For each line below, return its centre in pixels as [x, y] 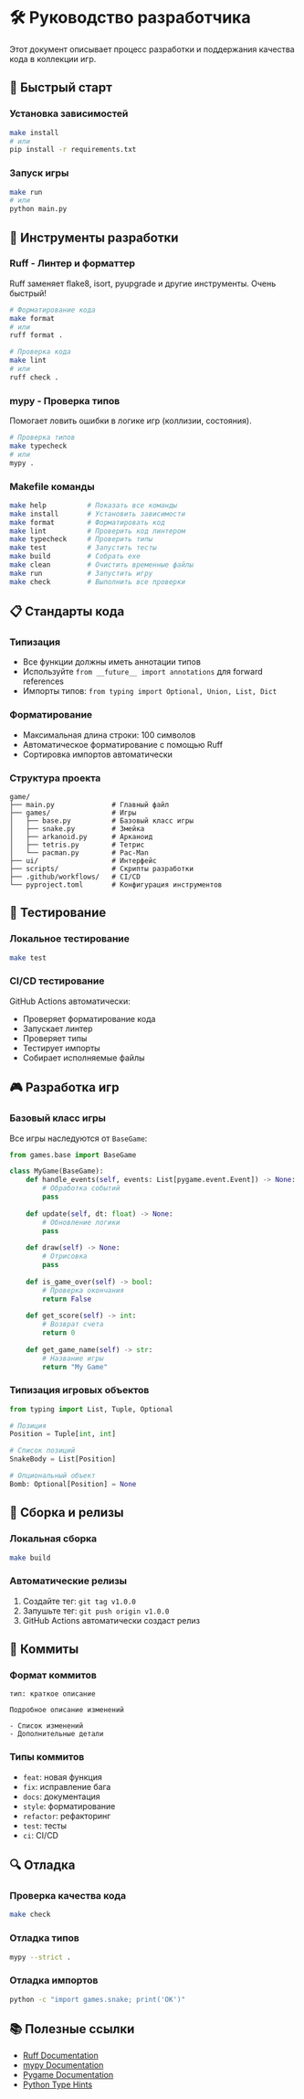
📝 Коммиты [44, 1650]
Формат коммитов [53, 1675]
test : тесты [44, 1826]
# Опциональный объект [52, 1476]
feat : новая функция [62, 1777]
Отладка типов [44, 1938]
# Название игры [73, 1358]
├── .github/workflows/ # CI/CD [75, 877]
